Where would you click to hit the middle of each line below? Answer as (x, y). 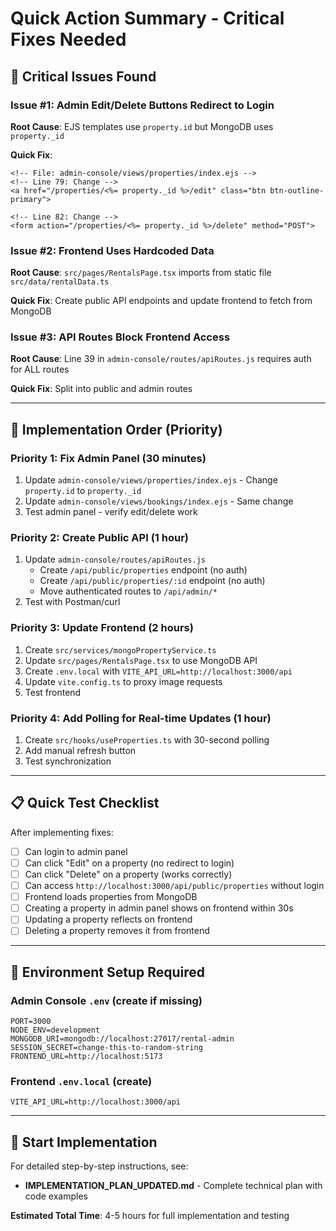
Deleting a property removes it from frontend (117, 931)
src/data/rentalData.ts (60, 282)
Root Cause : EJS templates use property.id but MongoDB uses (142, 126)
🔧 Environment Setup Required (107, 972)
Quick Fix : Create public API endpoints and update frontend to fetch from (161, 301)
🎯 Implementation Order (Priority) (116, 429)
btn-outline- (297, 190)
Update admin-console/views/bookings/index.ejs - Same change (159, 501)
